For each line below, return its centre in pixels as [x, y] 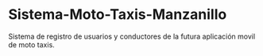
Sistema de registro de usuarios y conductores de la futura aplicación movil [132, 36]
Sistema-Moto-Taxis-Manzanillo [118, 15]
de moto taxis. [32, 44]
